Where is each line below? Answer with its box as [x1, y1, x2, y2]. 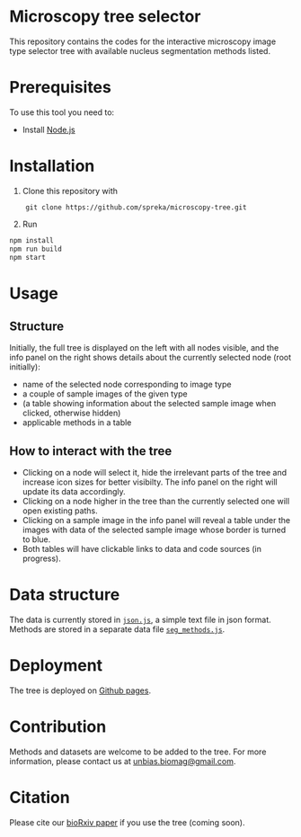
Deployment [9, 655, 103, 676]
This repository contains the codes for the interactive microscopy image [9, 36, 277, 47]
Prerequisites [9, 77, 112, 98]
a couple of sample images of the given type [22, 388, 188, 399]
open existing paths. [22, 505, 99, 516]
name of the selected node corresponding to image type [22, 379, 232, 390]
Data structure [9, 584, 120, 605]
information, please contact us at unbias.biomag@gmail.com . [9, 756, 236, 767]
